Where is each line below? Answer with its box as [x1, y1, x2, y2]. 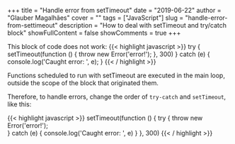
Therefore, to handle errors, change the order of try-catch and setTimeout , [7, 92, 227, 101]
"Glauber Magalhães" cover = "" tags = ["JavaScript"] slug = [7, 13, 184, 22]
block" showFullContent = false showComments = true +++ [7, 28, 181, 37]
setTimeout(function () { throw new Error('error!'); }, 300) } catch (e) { [7, 50, 210, 58]
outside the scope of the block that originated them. [7, 79, 159, 87]
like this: [7, 100, 32, 109]
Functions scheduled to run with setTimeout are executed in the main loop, [7, 71, 225, 79]
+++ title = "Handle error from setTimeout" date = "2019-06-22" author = [7, 6, 222, 14]
